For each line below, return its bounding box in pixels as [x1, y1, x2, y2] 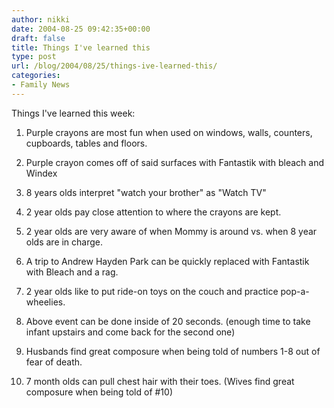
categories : [11, 71, 61, 81]
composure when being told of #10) [25, 386, 174, 398]
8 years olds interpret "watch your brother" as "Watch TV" [25, 186, 267, 198]
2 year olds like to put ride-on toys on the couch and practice [25, 285, 279, 297]
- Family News [11, 80, 71, 90]
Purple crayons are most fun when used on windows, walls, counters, [25, 126, 313, 138]
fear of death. [25, 356, 83, 368]
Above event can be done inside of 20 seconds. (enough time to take [25, 315, 311, 327]
